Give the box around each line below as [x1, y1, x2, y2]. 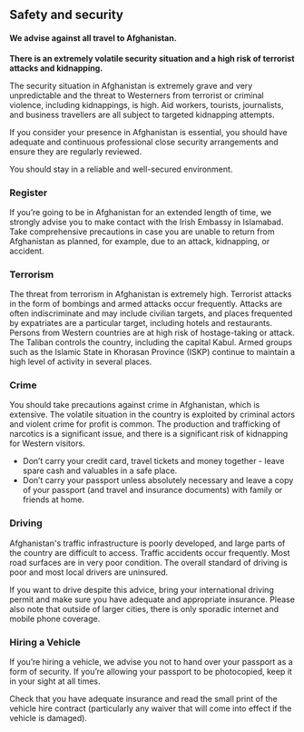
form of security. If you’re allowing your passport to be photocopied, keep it [9, 667, 292, 678]
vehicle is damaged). [9, 713, 88, 724]
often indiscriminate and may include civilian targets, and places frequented [9, 308, 293, 319]
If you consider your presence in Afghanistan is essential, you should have [9, 126, 288, 137]
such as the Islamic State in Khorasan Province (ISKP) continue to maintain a [9, 347, 296, 358]
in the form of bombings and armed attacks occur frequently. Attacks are [9, 299, 283, 310]
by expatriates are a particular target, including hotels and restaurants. [9, 318, 273, 329]
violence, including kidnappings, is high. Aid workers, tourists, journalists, [9, 99, 284, 110]
